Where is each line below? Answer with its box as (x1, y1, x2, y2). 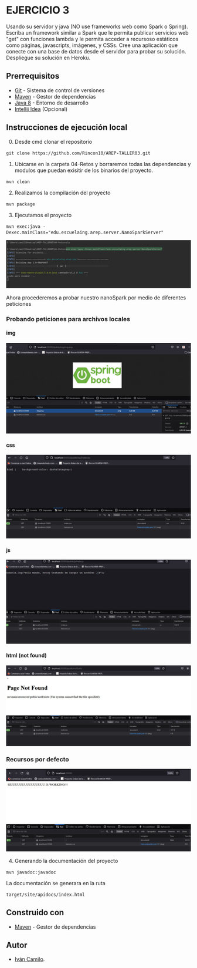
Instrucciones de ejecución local (6, 123, 128, 133)
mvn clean (6, 178, 30, 185)
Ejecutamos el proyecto (14, 211, 72, 218)
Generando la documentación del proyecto (14, 857, 118, 864)
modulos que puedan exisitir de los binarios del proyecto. (14, 167, 154, 174)
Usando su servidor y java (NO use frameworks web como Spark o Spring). (6, 23, 189, 30)
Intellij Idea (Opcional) (14, 105, 68, 112)
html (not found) (6, 652, 47, 659)
